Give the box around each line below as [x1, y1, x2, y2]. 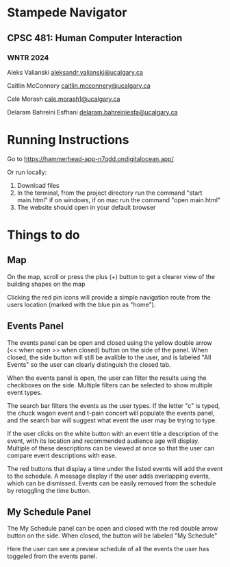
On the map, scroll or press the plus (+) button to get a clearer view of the [7, 272, 216, 280]
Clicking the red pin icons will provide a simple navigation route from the [7, 293, 211, 301]
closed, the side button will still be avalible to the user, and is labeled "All [7, 353, 212, 361]
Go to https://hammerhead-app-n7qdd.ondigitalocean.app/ [7, 154, 174, 162]
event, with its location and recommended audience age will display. [7, 437, 200, 445]
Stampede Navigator [7, 5, 127, 21]
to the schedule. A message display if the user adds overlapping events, [7, 472, 211, 480]
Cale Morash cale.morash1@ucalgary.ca [7, 95, 120, 103]
